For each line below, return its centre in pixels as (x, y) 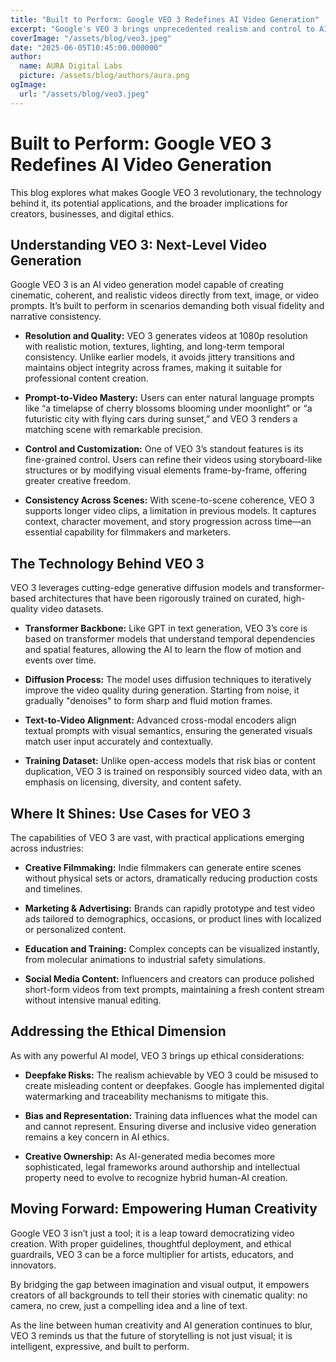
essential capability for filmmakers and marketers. (128, 532)
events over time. (60, 660)
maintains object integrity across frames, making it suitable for (153, 368)
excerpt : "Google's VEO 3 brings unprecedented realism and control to (162, 29)
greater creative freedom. (78, 481)
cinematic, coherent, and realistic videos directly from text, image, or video (165, 295)
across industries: (47, 848)
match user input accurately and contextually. (119, 742)
